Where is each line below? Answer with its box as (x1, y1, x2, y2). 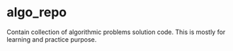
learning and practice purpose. (6, 35, 97, 43)
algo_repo (6, 4, 67, 21)
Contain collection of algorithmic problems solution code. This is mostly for (6, 28, 226, 36)
